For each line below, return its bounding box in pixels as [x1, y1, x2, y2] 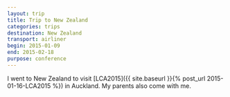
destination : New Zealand [7, 29, 82, 37]
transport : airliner [7, 36, 67, 43]
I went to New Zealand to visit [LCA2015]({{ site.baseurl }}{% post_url [7, 74, 206, 82]
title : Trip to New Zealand [7, 17, 89, 24]
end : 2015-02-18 [7, 49, 54, 56]
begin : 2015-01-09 [7, 42, 60, 49]
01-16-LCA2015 [7, 81, 51, 90]
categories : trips [7, 23, 60, 30]
